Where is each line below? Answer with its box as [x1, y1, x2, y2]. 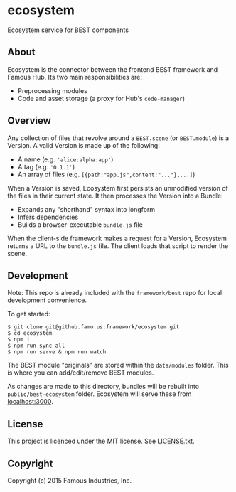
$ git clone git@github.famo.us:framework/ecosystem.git [7, 323, 180, 331]
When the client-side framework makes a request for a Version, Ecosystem [7, 234, 227, 242]
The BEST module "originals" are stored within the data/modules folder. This [7, 361, 229, 370]
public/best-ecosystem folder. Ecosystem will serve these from [7, 390, 192, 398]
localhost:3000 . [7, 397, 53, 406]
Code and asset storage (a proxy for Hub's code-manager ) [17, 94, 186, 102]
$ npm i [7, 336, 31, 343]
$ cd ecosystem [7, 330, 53, 337]
